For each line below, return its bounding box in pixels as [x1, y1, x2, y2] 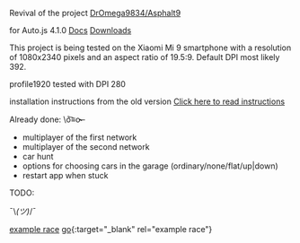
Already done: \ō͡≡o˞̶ [9, 114, 83, 125]
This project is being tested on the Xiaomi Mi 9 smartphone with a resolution [9, 42, 292, 53]
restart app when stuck [22, 170, 109, 180]
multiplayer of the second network [22, 142, 150, 152]
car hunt [22, 152, 54, 161]
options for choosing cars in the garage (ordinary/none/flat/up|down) [22, 161, 278, 171]
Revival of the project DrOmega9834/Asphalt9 [9, 8, 181, 18]
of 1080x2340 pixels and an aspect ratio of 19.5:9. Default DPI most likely [9, 52, 280, 62]
